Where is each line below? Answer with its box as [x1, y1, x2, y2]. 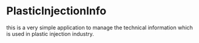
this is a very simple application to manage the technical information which [6, 24, 193, 31]
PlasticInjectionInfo [6, 4, 107, 18]
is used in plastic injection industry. [6, 30, 94, 37]
